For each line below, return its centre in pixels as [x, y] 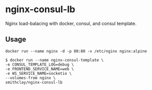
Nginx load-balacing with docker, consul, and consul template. [71, 23]
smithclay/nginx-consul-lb [34, 82]
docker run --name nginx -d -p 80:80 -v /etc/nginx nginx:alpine [76, 51]
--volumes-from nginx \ [31, 78]
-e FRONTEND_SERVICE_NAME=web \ [40, 69]
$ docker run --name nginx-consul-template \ [54, 60]
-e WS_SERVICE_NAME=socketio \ [39, 73]
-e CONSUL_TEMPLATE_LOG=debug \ [40, 65]
